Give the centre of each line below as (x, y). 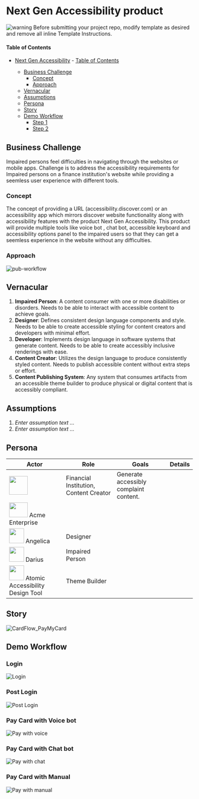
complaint (130, 489)
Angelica (38, 541)
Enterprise (24, 522)
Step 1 (40, 122)
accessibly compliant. (41, 390)
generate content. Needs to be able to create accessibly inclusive (95, 346)
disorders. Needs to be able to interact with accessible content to (94, 308)
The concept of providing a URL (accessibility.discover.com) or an (87, 209)
